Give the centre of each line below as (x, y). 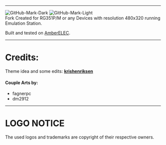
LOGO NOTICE (35, 123)
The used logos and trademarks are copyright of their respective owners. (80, 137)
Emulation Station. (23, 23)
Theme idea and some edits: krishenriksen (49, 71)
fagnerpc (21, 94)
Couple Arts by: (22, 83)
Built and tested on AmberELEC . (38, 33)
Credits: (22, 58)
